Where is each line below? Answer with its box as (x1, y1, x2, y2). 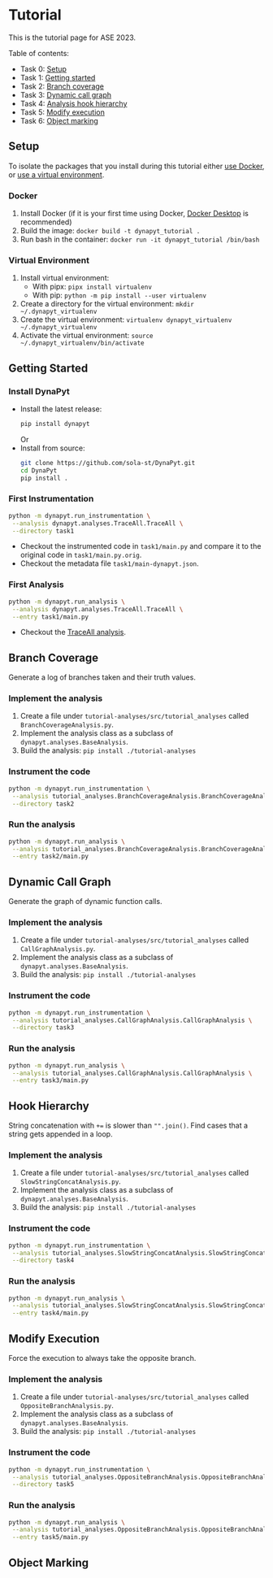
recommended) (19, 217, 72, 227)
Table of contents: (8, 48, 69, 58)
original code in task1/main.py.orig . (19, 550, 142, 560)
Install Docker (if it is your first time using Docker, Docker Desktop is (19, 209, 249, 219)
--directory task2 (11, 799, 75, 808)
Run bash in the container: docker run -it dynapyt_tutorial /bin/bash (19, 234, 260, 245)
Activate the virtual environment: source (19, 331, 154, 341)
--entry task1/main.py (11, 612, 89, 621)
